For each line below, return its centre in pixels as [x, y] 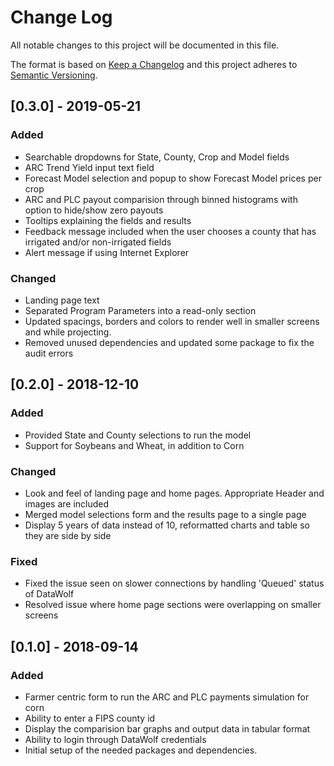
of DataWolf [49, 594]
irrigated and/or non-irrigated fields [98, 242]
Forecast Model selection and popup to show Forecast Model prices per [173, 178]
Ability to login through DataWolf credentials [115, 739]
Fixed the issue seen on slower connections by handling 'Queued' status [174, 583]
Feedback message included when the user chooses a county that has [170, 231]
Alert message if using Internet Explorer [107, 252]
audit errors [49, 353]
